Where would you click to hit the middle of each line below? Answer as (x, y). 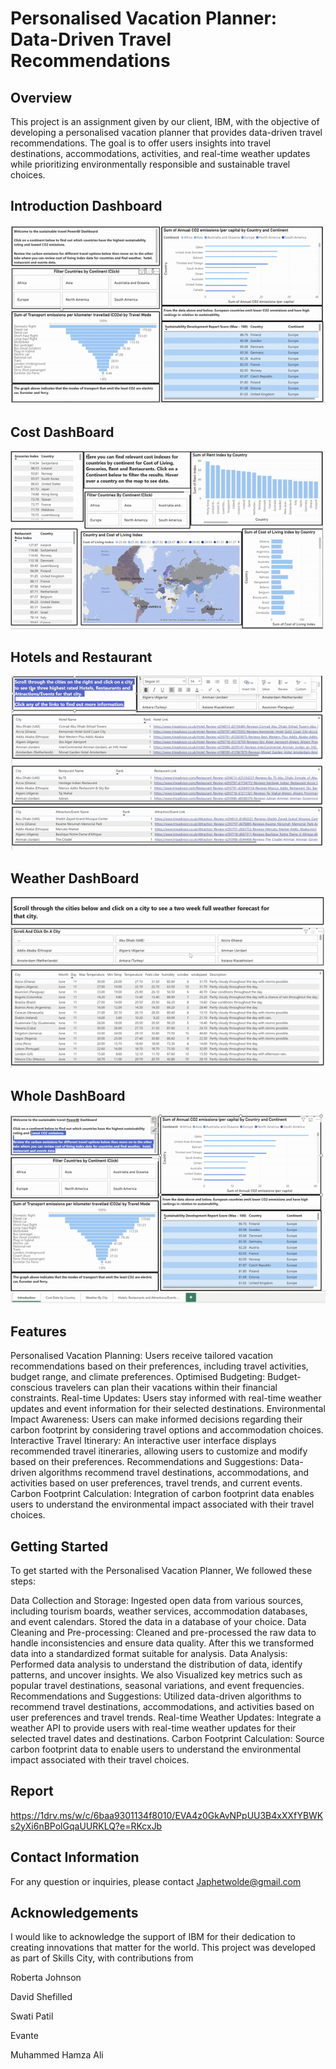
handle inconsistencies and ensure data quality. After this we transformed (162, 1643)
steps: (23, 1581)
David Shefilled (41, 1997)
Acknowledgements (74, 1913)
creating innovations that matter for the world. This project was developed (163, 1948)
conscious (31, 1388)
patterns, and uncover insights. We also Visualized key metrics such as (156, 1674)
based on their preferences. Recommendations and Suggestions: (144, 1462)
